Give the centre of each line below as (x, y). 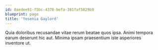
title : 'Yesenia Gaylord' (32, 19)
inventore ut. (18, 43)
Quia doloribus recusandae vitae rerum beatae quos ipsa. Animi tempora (79, 33)
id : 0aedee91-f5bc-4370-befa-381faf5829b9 (50, 10)
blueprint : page (22, 14)
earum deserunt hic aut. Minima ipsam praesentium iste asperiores (73, 38)
